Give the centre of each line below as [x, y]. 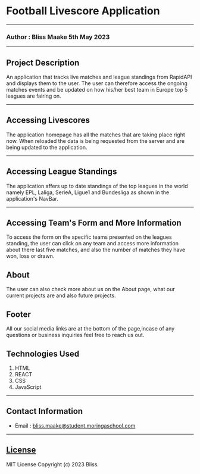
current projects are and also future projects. [61, 295]
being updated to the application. [47, 147]
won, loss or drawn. [30, 256]
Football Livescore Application [83, 11]
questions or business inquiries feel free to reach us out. [75, 335]
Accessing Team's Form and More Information [94, 223]
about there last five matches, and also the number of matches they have [96, 250]
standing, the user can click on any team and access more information [92, 244]
